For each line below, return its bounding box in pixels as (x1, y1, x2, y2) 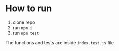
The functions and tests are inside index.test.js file (5, 39, 114, 45)
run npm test (12, 30, 39, 36)
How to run (5, 3, 52, 14)
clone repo (12, 19, 35, 25)
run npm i (12, 24, 33, 30)
